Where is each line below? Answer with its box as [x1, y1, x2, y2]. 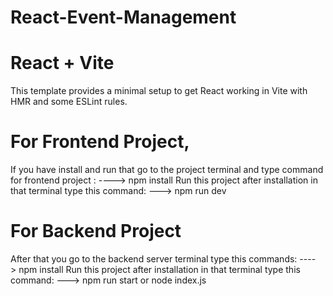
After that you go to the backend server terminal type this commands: [10, 253, 298, 265]
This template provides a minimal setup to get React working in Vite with [10, 85, 308, 97]
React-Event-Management [10, 6, 237, 29]
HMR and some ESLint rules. [10, 96, 128, 108]
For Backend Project [10, 220, 182, 243]
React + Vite [10, 52, 115, 75]
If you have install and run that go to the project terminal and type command [10, 164, 324, 176]
